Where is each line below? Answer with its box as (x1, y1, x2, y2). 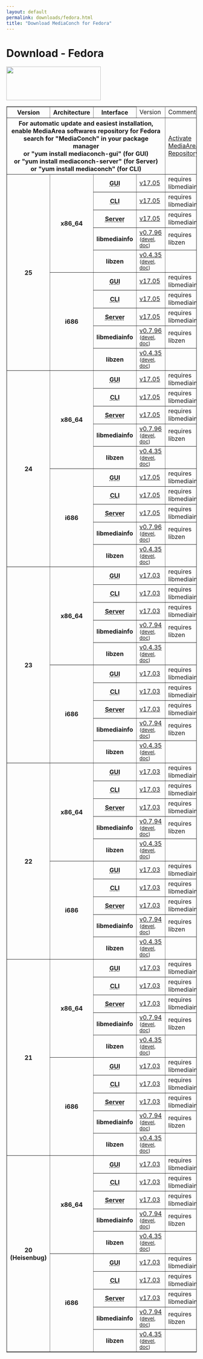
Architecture (53, 109, 91, 117)
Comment (168, 108, 196, 116)
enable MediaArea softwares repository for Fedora (11, 127, 161, 135)
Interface (101, 109, 129, 117)
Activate (168, 134, 192, 142)
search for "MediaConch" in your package (23, 135, 149, 143)
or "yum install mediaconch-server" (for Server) (14, 157, 158, 165)
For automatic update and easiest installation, (18, 119, 153, 128)
